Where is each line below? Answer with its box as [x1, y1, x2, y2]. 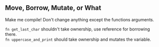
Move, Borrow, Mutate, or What [5, 4, 101, 12]
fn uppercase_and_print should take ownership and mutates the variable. [5, 36, 151, 42]
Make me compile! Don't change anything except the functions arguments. [5, 16, 154, 22]
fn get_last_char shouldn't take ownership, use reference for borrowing [5, 26, 150, 32]
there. [5, 31, 17, 37]
